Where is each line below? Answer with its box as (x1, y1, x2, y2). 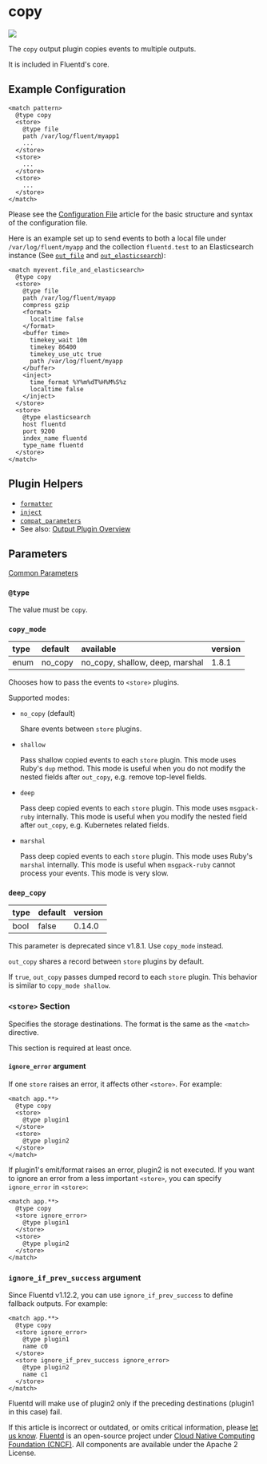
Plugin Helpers (8, 477, 84, 491)
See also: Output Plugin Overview (19, 524, 131, 533)
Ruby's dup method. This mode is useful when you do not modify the (19, 763, 246, 773)
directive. (8, 1027, 39, 1037)
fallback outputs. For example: (8, 1299, 108, 1308)
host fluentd (22, 420, 66, 428)
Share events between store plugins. (19, 724, 142, 734)
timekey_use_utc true (29, 350, 102, 358)
